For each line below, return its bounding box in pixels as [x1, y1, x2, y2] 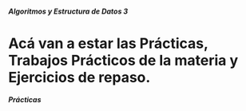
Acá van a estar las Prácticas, [8, 34, 208, 52]
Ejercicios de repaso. [8, 68, 151, 86]
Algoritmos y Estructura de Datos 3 [8, 6, 129, 16]
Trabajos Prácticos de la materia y [8, 51, 239, 69]
